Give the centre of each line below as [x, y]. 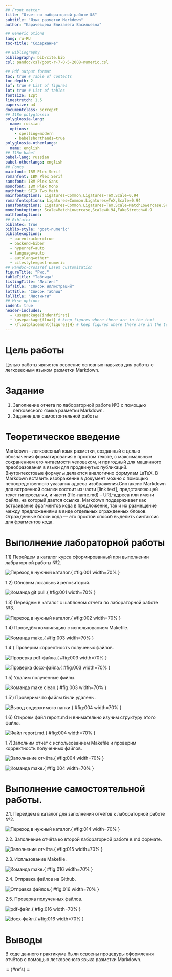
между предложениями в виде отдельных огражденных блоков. [76, 511]
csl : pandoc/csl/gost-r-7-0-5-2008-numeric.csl [57, 62]
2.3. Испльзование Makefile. [36, 859]
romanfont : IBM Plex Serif [34, 176]
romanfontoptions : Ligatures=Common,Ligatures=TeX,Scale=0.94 [73, 201]
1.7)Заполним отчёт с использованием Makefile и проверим [71, 743]
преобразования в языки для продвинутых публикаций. [67, 467]
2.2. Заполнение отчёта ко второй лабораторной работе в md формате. [84, 839]
